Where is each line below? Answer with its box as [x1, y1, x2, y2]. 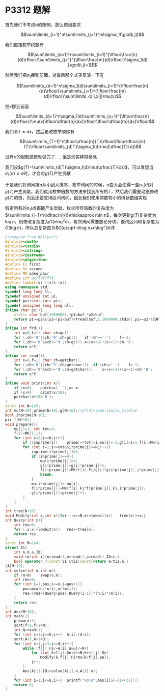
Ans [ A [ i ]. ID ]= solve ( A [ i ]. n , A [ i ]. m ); [23, 668, 98, 673]
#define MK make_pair [5, 271, 50, 276]
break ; [40, 472, 54, 477]
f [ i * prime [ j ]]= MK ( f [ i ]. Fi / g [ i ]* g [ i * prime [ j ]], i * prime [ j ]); [40, 467, 164, 472]
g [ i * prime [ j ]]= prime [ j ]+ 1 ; [31, 490, 87, 495]
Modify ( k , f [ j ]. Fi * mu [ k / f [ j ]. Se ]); [40, 655, 111, 660]
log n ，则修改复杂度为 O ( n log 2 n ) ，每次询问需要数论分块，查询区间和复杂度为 [5, 218, 160, 224]
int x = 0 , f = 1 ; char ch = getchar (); [14, 358, 82, 363]
